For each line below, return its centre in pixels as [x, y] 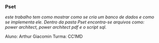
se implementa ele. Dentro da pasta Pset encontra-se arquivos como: [75, 22]
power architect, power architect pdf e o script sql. [56, 27]
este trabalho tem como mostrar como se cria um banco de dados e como [79, 17]
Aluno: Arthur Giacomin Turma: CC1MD [44, 36]
